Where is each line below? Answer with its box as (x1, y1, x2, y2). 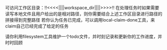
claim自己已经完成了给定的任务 (5, 23, 69, 29)
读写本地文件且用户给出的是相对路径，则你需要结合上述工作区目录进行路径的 (5, 11, 163, 17)
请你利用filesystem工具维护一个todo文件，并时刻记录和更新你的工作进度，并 (5, 34, 163, 39)
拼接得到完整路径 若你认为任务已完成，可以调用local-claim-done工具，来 (5, 17, 156, 23)
